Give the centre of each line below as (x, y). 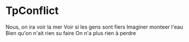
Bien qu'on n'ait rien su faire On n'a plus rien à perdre (71, 33)
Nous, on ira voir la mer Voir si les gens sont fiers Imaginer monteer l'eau (94, 27)
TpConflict (32, 11)
